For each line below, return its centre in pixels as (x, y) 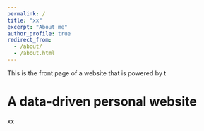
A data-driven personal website (102, 102)
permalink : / (26, 14)
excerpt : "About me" (38, 27)
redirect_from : (30, 40)
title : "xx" (25, 20)
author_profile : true (39, 33)
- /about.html (34, 54)
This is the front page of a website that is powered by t (87, 73)
